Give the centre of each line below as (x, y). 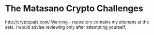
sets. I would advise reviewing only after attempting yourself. (66, 27)
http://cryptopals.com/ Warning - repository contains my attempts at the (77, 22)
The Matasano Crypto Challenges (74, 9)
